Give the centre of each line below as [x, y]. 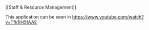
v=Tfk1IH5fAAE [21, 22]
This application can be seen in [38, 17]
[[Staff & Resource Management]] [41, 7]
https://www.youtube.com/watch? [108, 17]
